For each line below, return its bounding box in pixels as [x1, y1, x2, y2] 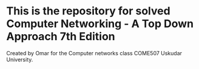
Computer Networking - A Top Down [6, 17, 194, 31]
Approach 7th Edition [6, 30, 115, 43]
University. [6, 56, 33, 63]
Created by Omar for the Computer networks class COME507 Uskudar [6, 49, 183, 56]
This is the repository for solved [6, 4, 171, 18]
